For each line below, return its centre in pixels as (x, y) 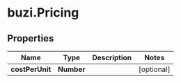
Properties (31, 38)
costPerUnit (31, 69)
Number (72, 69)
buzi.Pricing (43, 13)
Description (112, 58)
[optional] (154, 69)
